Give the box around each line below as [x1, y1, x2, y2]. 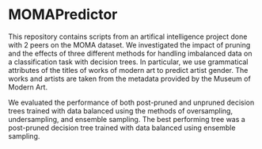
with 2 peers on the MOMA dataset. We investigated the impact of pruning [8, 40, 251, 49]
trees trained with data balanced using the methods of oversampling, [8, 105, 234, 116]
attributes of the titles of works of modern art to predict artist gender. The [8, 65, 249, 74]
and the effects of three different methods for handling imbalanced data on [8, 48, 253, 58]
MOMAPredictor [8, 6, 118, 24]
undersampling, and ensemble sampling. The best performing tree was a [8, 114, 245, 124]
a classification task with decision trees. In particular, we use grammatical [8, 57, 249, 67]
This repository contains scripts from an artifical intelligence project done [8, 32, 248, 41]
